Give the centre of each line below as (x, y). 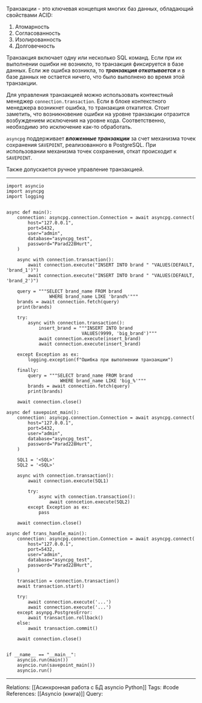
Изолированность (38, 39)
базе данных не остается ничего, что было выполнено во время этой (96, 77)
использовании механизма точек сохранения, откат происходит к (91, 151)
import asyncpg (25, 191)
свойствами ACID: (29, 15)
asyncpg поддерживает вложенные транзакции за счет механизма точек (101, 138)
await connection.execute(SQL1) (69, 481)
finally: (28, 370)
